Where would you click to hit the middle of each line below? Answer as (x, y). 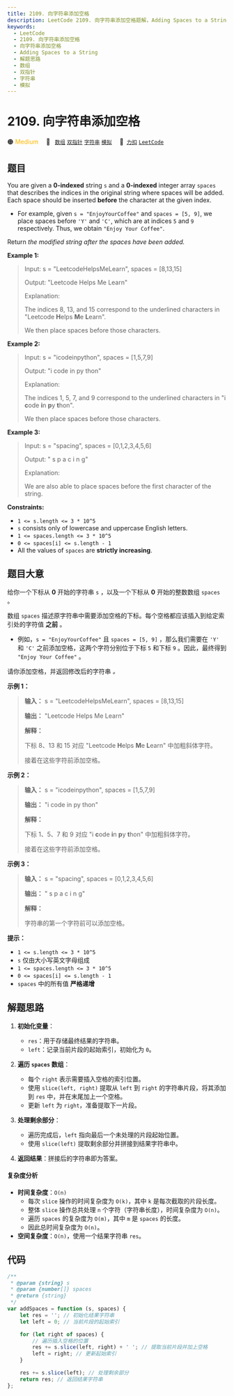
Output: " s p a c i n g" (56, 459)
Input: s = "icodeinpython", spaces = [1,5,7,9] (88, 357)
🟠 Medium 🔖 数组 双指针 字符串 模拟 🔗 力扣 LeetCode (86, 142)
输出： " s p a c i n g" (55, 893)
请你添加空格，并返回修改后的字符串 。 (63, 671)
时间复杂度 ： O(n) (42, 1192)
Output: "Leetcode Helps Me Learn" (76, 282)
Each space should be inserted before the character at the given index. (110, 200)
